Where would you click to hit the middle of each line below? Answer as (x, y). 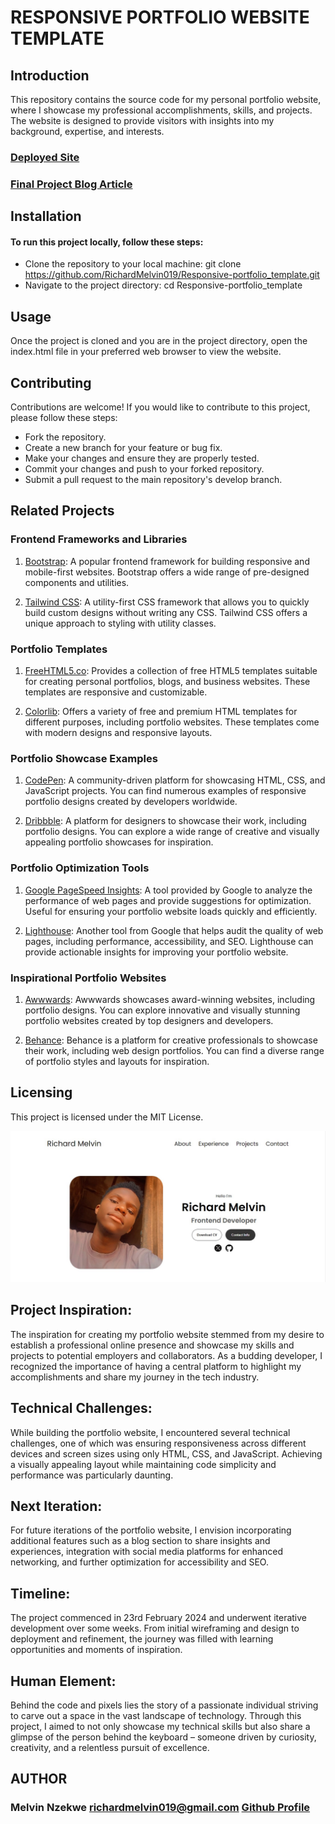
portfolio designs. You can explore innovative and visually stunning (162, 1010)
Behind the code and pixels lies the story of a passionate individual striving (164, 1705)
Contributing (51, 382)
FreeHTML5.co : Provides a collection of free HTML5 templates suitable (171, 671)
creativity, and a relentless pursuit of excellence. (110, 1747)
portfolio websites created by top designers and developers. (149, 1020)
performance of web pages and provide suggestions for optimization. (168, 900)
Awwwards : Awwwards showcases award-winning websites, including (170, 999)
